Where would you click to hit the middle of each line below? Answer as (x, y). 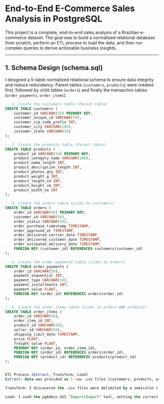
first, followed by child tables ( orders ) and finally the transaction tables (76, 90)
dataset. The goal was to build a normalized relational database (91, 38)
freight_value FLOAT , (36, 343)
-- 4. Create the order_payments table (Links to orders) (65, 262)
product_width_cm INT (36, 190)
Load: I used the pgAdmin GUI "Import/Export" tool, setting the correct (82, 397)
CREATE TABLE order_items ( (34, 312)
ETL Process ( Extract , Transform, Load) (47, 375)
